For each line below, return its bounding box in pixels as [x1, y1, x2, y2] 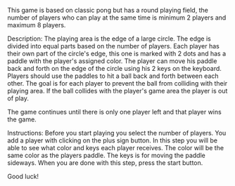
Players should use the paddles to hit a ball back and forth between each [7, 72, 219, 80]
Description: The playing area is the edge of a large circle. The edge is [7, 34, 211, 43]
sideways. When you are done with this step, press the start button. [7, 159, 203, 167]
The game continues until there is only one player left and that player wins [7, 108, 222, 116]
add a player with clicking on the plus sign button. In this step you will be [7, 136, 218, 145]
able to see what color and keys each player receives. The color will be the [7, 144, 224, 152]
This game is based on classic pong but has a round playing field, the [7, 6, 209, 14]
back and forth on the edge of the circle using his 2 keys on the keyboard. [7, 65, 222, 72]
